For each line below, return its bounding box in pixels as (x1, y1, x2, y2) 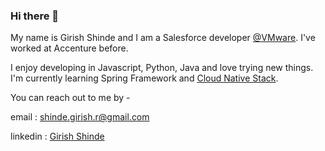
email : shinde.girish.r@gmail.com (10, 111, 150, 123)
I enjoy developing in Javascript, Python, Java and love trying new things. (10, 62, 314, 74)
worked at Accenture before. (10, 42, 129, 54)
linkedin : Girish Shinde (10, 130, 105, 143)
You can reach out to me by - (10, 92, 131, 104)
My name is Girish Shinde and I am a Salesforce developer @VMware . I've (10, 32, 316, 44)
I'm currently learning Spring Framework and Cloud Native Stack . (10, 72, 279, 84)
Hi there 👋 (10, 9, 60, 23)
